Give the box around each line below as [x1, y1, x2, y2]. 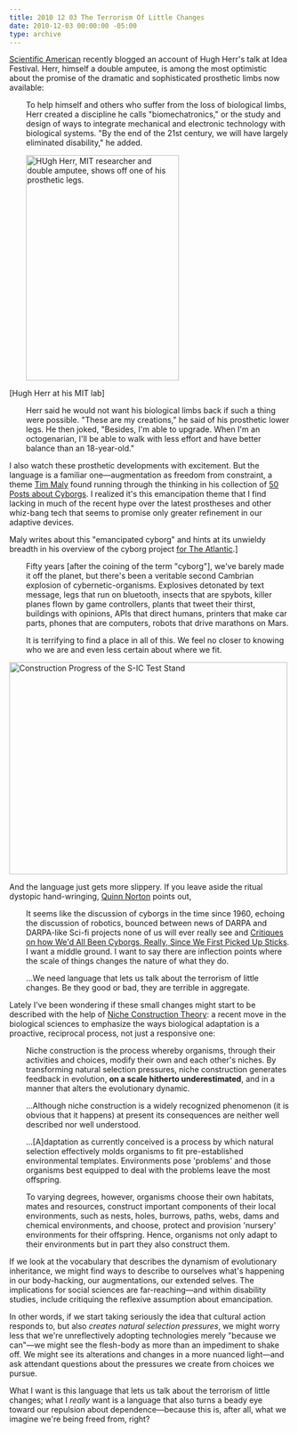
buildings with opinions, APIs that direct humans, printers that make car [26, 608, 287, 619]
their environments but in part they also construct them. [26, 1239, 230, 1250]
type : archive [9, 29, 62, 38]
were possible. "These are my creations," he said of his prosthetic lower [26, 415, 290, 426]
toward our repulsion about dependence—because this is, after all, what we [9, 1405, 286, 1415]
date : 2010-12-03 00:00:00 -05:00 [9, 21, 138, 30]
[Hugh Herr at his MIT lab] [9, 388, 105, 399]
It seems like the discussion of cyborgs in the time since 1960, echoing [26, 908, 286, 919]
